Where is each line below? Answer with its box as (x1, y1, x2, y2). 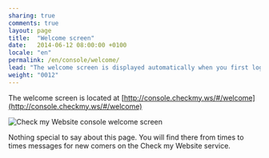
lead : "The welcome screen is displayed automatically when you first (8, 64, 249, 72)
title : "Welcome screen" (8, 34, 94, 42)
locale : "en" (8, 49, 52, 57)
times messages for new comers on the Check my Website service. (8, 140, 231, 150)
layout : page (8, 26, 52, 34)
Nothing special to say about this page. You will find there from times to (8, 132, 244, 142)
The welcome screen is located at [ (8, 93, 124, 102)
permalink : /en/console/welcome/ (8, 57, 120, 65)
